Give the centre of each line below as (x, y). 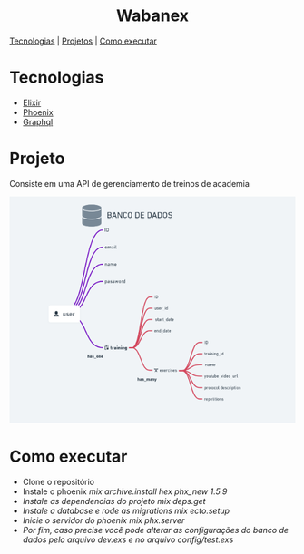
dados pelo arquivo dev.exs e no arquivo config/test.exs (128, 539)
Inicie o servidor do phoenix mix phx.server (103, 520)
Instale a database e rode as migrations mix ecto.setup (126, 510)
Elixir (32, 102)
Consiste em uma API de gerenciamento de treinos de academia (129, 183)
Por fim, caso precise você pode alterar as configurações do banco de (155, 530)
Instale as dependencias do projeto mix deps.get (114, 501)
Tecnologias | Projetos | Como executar (83, 41)
